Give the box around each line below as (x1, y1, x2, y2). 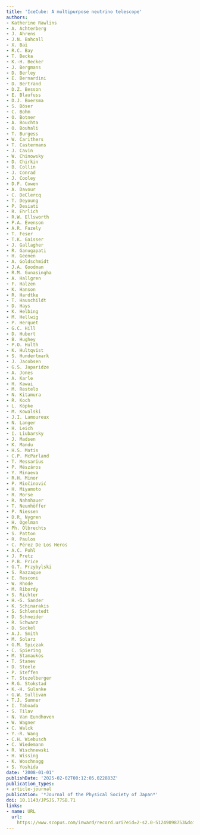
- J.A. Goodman (6, 264, 44, 271)
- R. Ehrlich (6, 208, 39, 215)
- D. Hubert (6, 331, 36, 337)
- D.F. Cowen (6, 181, 39, 187)
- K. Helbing (6, 309, 39, 315)
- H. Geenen (6, 253, 36, 259)
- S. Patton (6, 531, 36, 537)
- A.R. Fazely (6, 225, 42, 231)
